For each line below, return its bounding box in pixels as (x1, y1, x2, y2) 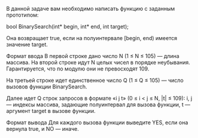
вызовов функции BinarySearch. (6, 83, 88, 90)
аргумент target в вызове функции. (6, 108, 96, 114)
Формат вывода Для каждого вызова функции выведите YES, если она (6, 119, 188, 126)
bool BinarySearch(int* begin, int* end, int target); (6, 23, 129, 30)
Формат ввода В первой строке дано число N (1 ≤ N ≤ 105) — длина (6, 53, 179, 59)
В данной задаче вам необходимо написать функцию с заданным (6, 5, 175, 12)
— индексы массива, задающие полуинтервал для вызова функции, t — (6, 101, 190, 108)
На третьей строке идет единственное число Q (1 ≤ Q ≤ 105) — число (6, 77, 184, 84)
